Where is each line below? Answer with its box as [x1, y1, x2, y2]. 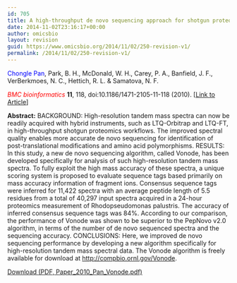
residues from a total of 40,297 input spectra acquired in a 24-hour [7, 193, 202, 202]
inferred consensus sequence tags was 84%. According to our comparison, [7, 209, 228, 217]
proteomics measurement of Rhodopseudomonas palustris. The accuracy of [7, 201, 229, 210]
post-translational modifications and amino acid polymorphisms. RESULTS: [7, 141, 225, 150]
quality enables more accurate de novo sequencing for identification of [7, 133, 214, 142]
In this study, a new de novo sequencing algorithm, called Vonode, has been [7, 149, 229, 157]
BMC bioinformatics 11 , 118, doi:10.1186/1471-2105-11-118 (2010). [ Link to [7, 90, 216, 99]
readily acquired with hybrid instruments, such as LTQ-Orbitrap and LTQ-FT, [7, 119, 229, 127]
